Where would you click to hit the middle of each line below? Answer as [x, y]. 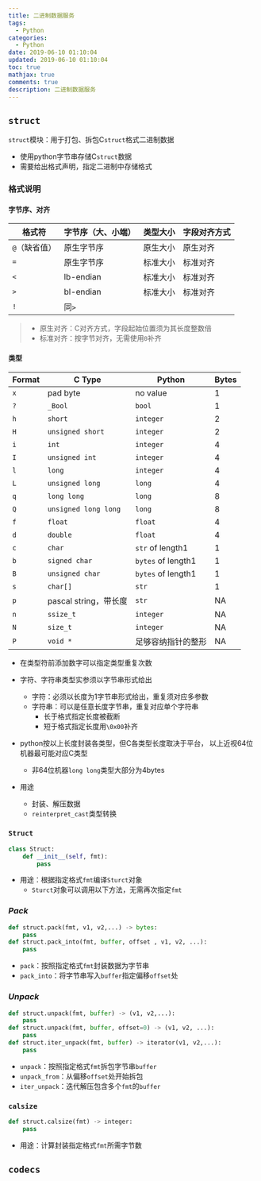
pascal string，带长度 [87, 600]
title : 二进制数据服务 [42, 15]
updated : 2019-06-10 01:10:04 [58, 60]
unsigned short [76, 431]
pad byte [64, 392]
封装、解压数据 [56, 804]
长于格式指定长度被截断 [82, 716]
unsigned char [74, 573]
